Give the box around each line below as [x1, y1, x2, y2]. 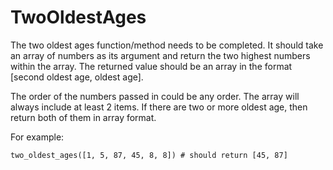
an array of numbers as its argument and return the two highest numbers [10, 49, 311, 61]
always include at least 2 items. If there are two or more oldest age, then [10, 101, 308, 113]
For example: [10, 131, 65, 143]
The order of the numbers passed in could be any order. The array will [10, 90, 300, 102]
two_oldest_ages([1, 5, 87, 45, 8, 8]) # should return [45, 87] [10, 150, 288, 160]
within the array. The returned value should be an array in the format [10, 60, 293, 72]
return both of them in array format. [10, 111, 157, 123]
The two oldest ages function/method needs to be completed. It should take [10, 39, 324, 51]
